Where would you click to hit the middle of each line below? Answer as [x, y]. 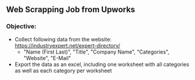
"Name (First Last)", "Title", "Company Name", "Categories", [96, 52]
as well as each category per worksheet [63, 71]
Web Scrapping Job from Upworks [71, 10]
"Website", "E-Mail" [47, 58]
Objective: [21, 26]
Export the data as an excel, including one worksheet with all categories [102, 64]
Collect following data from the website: [63, 39]
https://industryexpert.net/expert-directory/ [67, 45]
